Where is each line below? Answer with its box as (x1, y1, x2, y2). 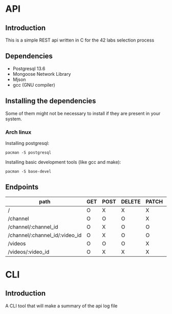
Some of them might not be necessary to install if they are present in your (5, 110, 161, 116)
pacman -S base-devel (5, 169, 52, 174)
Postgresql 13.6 (12, 65, 46, 72)
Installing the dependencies (5, 97, 96, 106)
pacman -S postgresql (5, 150, 52, 155)
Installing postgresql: (5, 140, 50, 146)
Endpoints (5, 183, 39, 192)
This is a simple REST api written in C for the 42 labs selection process (5, 37, 155, 43)
